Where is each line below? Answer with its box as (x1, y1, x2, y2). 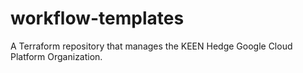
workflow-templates (10, 7, 185, 30)
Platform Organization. (10, 50, 103, 62)
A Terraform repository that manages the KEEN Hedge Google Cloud (10, 40, 293, 52)
